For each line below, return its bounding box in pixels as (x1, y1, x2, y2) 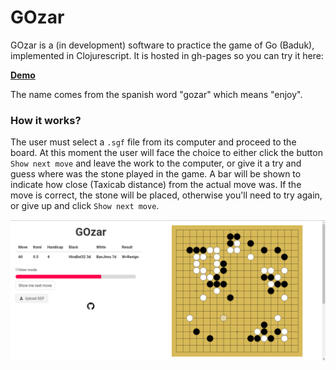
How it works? (10, 113, 82, 127)
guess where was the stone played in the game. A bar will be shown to (10, 168, 302, 180)
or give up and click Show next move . (10, 200, 160, 212)
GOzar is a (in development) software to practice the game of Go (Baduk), (10, 39, 315, 51)
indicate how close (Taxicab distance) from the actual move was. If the (10, 179, 302, 191)
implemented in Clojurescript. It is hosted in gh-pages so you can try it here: (10, 49, 324, 61)
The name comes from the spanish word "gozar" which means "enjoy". (10, 88, 303, 100)
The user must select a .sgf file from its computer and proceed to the (10, 136, 297, 148)
